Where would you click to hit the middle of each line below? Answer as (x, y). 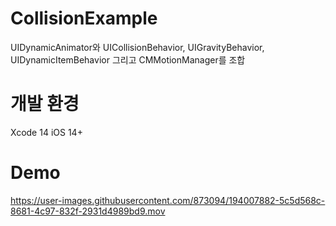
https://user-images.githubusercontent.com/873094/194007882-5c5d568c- (168, 200)
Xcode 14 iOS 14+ (46, 132)
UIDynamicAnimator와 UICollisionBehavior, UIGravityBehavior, (137, 47)
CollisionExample (84, 18)
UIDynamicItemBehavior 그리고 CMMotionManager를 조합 (128, 59)
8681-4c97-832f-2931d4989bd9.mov (88, 211)
